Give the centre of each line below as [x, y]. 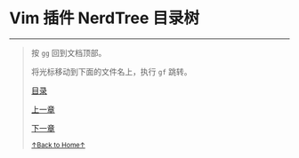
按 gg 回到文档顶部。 [69, 52]
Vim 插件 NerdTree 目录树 [105, 18]
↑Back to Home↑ [58, 145]
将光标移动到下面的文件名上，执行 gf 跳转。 [111, 71]
